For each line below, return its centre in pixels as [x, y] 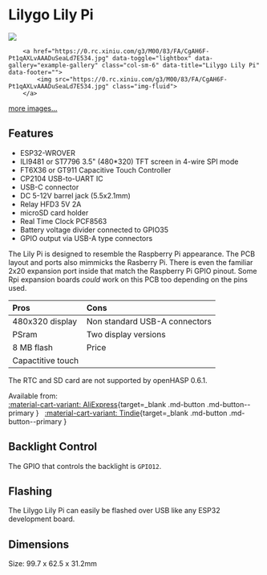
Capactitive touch [46, 361]
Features [31, 134]
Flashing [30, 491]
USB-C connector [49, 187]
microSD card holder [54, 212]
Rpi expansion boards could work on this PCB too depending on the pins [128, 279]
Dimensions [39, 544]
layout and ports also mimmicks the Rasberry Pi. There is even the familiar [131, 262]
